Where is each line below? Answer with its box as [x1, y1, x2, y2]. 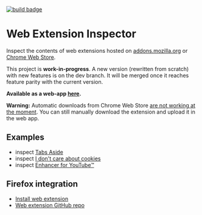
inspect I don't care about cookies [15, 155, 101, 162]
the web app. [6, 114, 40, 121]
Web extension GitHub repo [15, 201, 85, 209]
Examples [6, 132, 44, 143]
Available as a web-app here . [6, 90, 82, 97]
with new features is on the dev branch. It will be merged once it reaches [6, 72, 189, 79]
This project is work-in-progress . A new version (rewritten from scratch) [6, 65, 189, 72]
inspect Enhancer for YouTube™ [15, 161, 94, 168]
